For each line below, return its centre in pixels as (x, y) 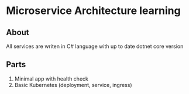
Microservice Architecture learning (93, 11)
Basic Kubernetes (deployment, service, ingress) (73, 85)
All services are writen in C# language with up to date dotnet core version (95, 46)
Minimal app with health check (51, 79)
